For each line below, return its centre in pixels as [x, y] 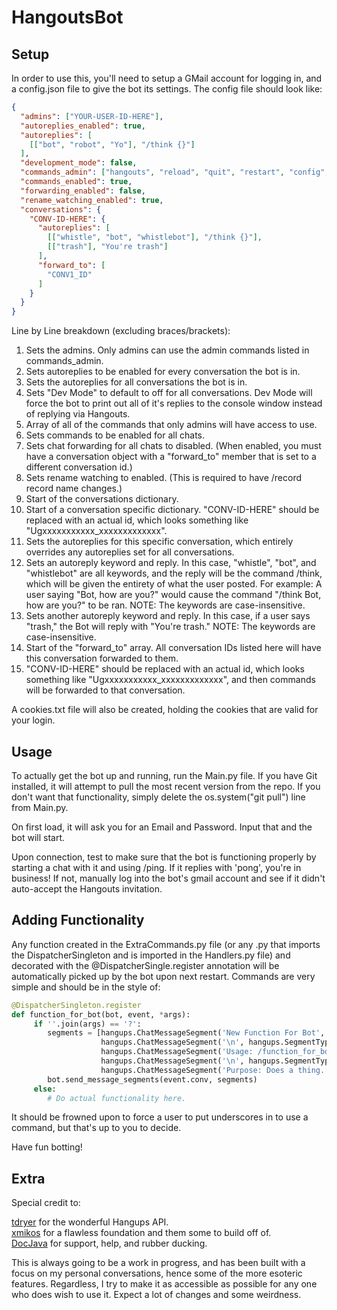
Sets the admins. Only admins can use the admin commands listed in [167, 350]
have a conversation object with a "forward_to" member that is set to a [171, 457]
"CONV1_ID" [70, 274]
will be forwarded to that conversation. [105, 690]
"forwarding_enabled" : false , [83, 191]
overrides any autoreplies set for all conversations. [130, 552]
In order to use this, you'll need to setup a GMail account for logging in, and [167, 78]
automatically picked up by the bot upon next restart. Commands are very [163, 976]
